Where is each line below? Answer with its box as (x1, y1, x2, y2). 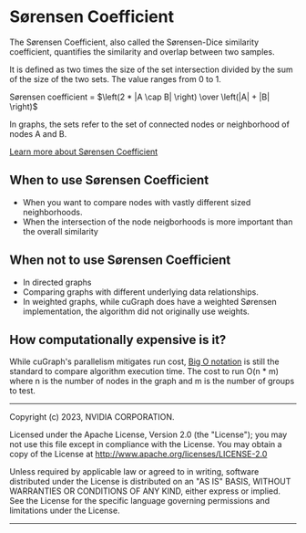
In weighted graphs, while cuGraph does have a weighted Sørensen (22, 296, 277, 307)
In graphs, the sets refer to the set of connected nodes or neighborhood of (9, 119, 290, 130)
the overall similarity (22, 225, 98, 236)
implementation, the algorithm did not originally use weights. (22, 306, 250, 317)
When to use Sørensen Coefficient (9, 172, 209, 188)
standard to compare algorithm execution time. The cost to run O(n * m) (9, 366, 280, 377)
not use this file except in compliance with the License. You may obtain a (9, 439, 282, 450)
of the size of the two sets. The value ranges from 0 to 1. (9, 73, 221, 84)
